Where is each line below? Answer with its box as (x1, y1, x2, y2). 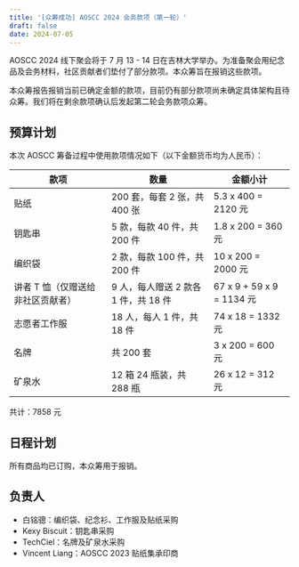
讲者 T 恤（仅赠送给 (13, 281, 96, 294)
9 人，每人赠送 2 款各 (110, 281, 202, 294)
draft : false (9, 21, 58, 30)
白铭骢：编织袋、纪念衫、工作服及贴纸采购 (21, 514, 179, 525)
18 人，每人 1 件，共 (110, 311, 198, 323)
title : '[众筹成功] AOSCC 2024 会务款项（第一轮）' (9, 12, 188, 22)
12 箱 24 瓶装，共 (110, 369, 187, 381)
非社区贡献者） (13, 295, 77, 307)
